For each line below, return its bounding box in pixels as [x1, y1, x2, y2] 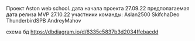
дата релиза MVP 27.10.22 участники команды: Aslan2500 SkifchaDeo [6, 11, 180, 18]
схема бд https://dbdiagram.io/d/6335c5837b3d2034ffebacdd [6, 28, 159, 35]
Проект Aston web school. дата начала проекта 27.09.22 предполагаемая [6, 5, 190, 12]
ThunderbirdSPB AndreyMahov [6, 17, 81, 24]
